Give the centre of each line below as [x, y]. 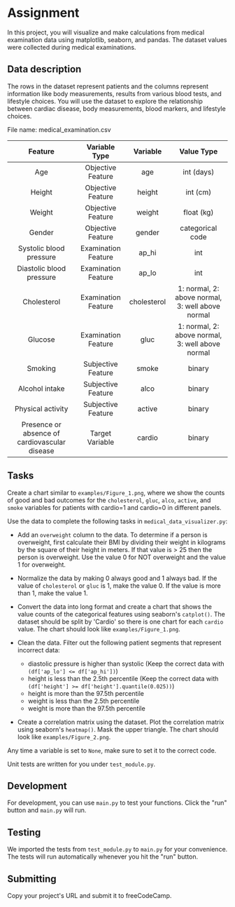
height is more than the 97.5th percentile [86, 693]
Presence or [41, 424]
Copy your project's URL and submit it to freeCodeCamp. [90, 895]
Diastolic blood [42, 268]
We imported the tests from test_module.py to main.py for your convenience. [117, 849]
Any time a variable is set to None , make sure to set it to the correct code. [112, 750]
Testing [24, 832]
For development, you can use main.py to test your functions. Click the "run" [117, 803]
